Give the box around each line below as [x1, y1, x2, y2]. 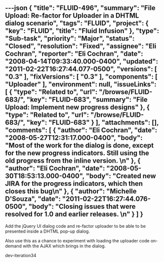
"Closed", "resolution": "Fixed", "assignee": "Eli [5, 42, 157, 50]
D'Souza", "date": [5, 195, 61, 203]
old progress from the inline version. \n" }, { [5, 156, 141, 165]
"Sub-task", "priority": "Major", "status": [5, 34, 135, 43]
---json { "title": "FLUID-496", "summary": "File [5, 4, 156, 12]
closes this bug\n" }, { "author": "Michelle [5, 187, 137, 196]
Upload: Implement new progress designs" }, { [5, 103, 150, 111]
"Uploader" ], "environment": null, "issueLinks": [5, 80, 157, 88]
